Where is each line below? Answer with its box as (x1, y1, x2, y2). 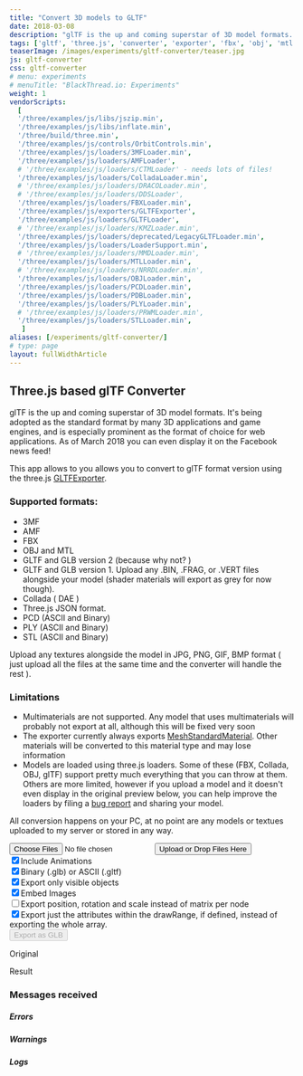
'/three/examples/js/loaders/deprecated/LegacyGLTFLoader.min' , (17, 232, 265, 241)
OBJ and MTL (22, 545, 74, 556)
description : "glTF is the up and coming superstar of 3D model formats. (9, 30, 294, 39)
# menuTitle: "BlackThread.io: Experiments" (9, 81, 180, 90)
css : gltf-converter (9, 64, 88, 73)
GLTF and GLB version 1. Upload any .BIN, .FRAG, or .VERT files (22, 564, 260, 575)
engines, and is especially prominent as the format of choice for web (9, 426, 266, 437)
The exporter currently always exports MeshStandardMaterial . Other (22, 730, 278, 742)
